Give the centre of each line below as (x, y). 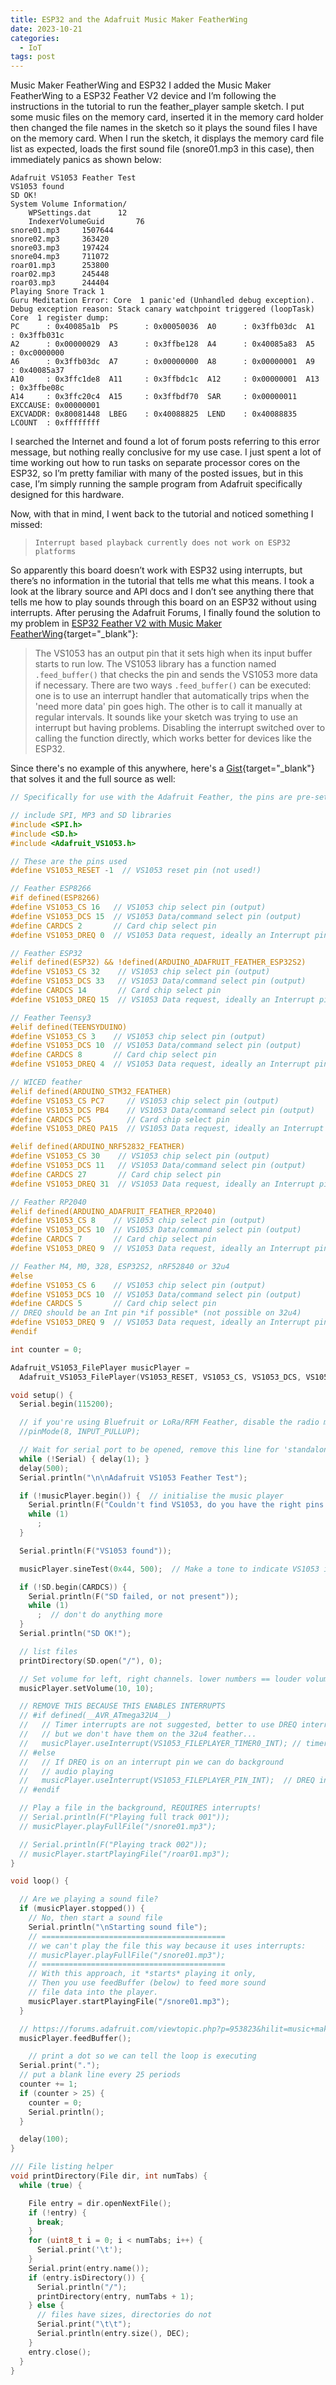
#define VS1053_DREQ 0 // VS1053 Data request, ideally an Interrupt (160, 935)
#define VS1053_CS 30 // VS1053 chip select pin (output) (140, 1156)
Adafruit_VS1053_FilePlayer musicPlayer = (100, 1367)
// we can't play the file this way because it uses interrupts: (167, 1946)
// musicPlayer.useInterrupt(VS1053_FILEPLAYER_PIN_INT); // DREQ (167, 1781)
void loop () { (40, 1881)
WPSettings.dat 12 (78, 213)
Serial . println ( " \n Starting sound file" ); (118, 1927)
